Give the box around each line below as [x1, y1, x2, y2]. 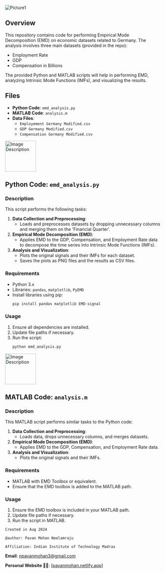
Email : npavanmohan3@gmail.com [5, 553, 76, 559]
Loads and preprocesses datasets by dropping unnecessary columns [19, 221, 161, 227]
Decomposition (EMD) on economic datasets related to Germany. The [5, 37, 146, 43]
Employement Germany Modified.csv [19, 121, 91, 126]
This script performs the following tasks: [5, 206, 87, 212]
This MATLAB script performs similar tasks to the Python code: [5, 419, 133, 425]
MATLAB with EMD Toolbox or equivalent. [12, 478, 97, 484]
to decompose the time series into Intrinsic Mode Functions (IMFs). [19, 242, 156, 248]
